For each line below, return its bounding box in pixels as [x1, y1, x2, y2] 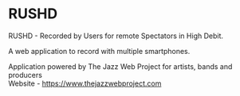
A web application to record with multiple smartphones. [8, 46, 191, 56]
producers [8, 70, 42, 79]
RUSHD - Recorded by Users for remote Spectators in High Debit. [8, 31, 224, 40]
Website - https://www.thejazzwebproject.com [8, 79, 162, 88]
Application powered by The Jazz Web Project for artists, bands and [8, 61, 233, 71]
